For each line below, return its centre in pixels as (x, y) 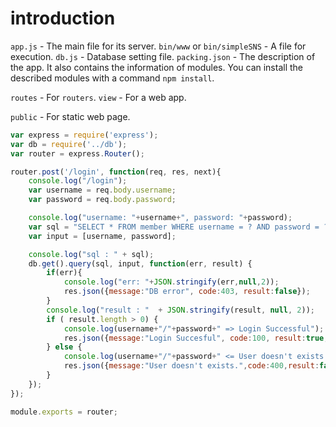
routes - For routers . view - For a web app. (98, 97)
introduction (63, 18)
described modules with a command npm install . (112, 78)
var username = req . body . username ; (102, 190)
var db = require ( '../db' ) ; (69, 144)
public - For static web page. (70, 116)
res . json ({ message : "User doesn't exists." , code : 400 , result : (191, 366)
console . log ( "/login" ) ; (78, 181)
